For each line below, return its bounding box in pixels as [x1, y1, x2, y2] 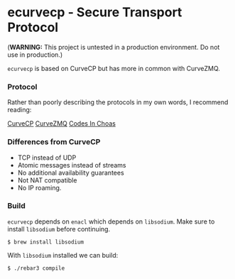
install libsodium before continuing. [7, 224, 111, 233]
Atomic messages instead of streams [17, 160, 126, 169]
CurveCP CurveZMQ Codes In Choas [7, 119, 116, 128]
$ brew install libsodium [7, 239, 84, 246]
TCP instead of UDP [17, 153, 77, 162]
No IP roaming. [17, 183, 62, 192]
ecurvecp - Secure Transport [7, 4, 182, 21]
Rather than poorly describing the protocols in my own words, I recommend [7, 98, 229, 106]
